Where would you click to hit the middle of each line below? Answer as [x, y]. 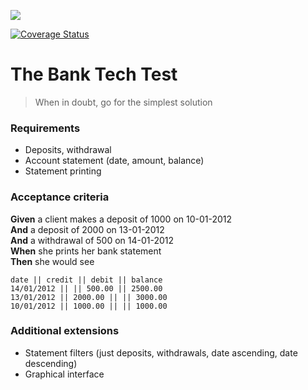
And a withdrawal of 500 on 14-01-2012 [92, 240]
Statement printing [63, 171]
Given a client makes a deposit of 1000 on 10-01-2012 [121, 219]
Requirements [45, 128]
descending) [51, 363]
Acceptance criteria [60, 197]
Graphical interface [64, 374]
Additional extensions [65, 331]
